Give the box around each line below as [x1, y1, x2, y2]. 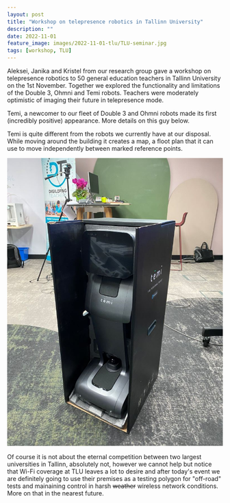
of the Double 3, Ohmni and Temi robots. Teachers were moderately [7, 89, 199, 97]
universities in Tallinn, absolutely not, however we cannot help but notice [7, 460, 212, 468]
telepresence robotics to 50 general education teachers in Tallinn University [7, 74, 221, 82]
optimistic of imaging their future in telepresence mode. [7, 96, 164, 104]
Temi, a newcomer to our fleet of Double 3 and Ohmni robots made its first [7, 110, 217, 117]
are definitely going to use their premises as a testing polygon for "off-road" [7, 475, 221, 482]
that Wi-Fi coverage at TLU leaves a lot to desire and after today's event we [7, 467, 220, 476]
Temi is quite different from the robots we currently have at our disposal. [7, 130, 211, 138]
